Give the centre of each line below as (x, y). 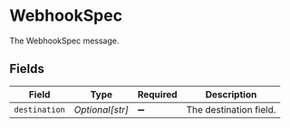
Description (231, 94)
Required (158, 94)
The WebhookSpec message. (64, 41)
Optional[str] (101, 109)
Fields (27, 69)
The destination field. (231, 109)
